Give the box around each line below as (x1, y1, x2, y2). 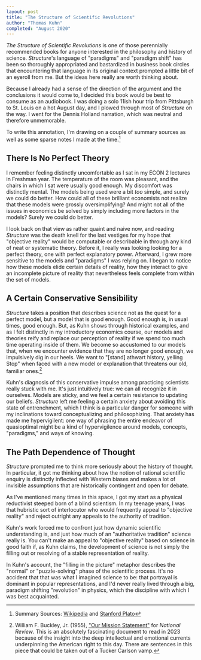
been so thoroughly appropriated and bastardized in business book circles (6, 61, 190, 68)
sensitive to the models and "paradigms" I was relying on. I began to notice (6, 256, 191, 264)
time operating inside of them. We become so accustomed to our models (6, 341, 186, 348)
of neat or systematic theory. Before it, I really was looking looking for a (6, 244, 182, 251)
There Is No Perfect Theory (6, 153, 109, 163)
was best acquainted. (6, 593, 59, 600)
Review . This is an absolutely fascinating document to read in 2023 (14, 628, 181, 635)
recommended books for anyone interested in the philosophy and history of (6, 48, 193, 56)
